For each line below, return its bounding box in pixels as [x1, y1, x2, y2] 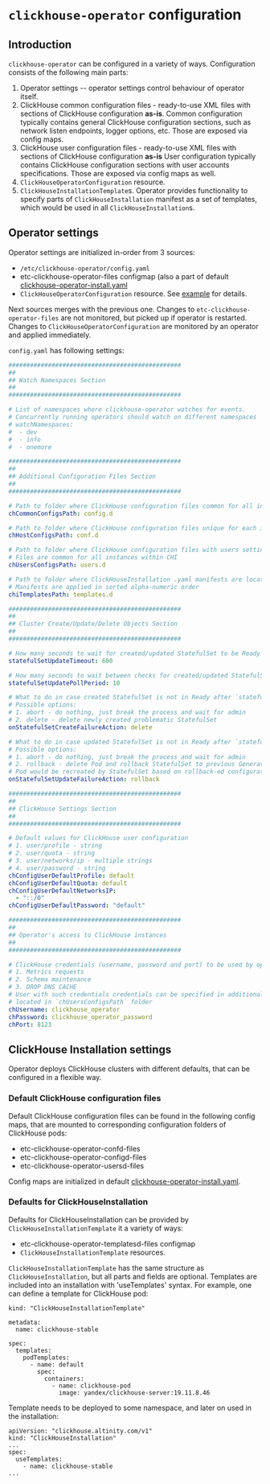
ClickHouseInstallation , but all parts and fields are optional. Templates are [8, 1272, 257, 1281]
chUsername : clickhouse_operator [8, 1005, 121, 1013]
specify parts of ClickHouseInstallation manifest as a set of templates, [19, 195, 257, 204]
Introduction [8, 38, 72, 52]
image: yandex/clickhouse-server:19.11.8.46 [59, 1388, 211, 1397]
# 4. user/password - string [8, 864, 106, 872]
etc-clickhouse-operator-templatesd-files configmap [19, 1239, 196, 1248]
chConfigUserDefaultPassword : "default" [8, 901, 146, 910]
